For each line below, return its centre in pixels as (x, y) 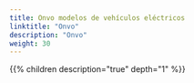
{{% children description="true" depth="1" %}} (97, 69)
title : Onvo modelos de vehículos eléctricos (97, 18)
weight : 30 (30, 43)
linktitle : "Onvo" (44, 26)
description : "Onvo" (49, 35)
